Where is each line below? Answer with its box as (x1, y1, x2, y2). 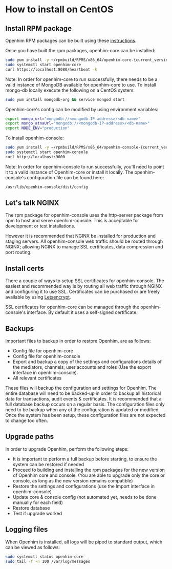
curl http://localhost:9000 (5, 154, 66, 159)
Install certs (5, 264, 45, 272)
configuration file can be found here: (27, 174, 104, 180)
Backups (5, 324, 34, 333)
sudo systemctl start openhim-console (5, 150, 88, 155)
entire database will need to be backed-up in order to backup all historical (5, 390, 161, 396)
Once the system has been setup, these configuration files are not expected (5, 412, 166, 418)
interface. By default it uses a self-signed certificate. (27, 309, 138, 315)
